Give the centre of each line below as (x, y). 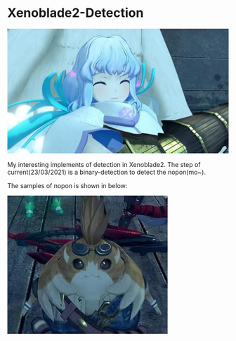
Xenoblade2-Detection (76, 13)
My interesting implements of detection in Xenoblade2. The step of (104, 165)
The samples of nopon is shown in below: (67, 186)
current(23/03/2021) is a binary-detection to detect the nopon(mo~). (106, 172)
